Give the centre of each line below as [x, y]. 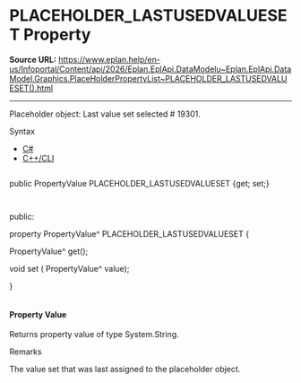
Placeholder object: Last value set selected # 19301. [105, 114]
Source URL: [33, 59]
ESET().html [31, 88]
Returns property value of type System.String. [94, 335]
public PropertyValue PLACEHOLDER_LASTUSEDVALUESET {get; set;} [140, 183]
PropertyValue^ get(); [49, 251]
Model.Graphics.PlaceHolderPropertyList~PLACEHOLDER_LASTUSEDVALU [149, 78]
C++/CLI [38, 158]
